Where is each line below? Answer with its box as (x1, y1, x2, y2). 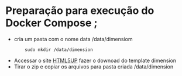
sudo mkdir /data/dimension (25, 46, 93, 53)
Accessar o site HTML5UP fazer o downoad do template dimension (13, 57, 177, 64)
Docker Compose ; (5, 16, 98, 30)
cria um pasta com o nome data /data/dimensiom (13, 35, 133, 42)
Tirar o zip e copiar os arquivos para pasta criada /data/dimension (13, 63, 174, 70)
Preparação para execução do (5, 4, 154, 17)
